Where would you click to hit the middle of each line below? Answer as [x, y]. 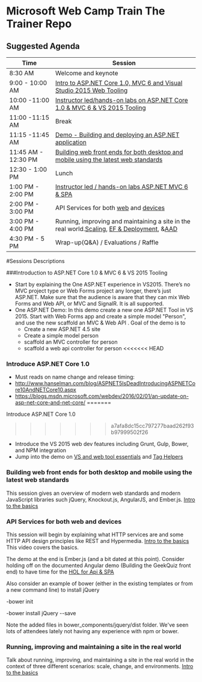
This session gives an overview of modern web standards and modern [93, 493]
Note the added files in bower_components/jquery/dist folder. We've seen [97, 625]
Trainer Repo [39, 24]
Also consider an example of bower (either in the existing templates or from [100, 583]
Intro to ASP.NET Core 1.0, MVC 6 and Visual [119, 83]
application [71, 142]
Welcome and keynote [87, 73]
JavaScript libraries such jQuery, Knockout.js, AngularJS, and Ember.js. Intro [101, 499]
